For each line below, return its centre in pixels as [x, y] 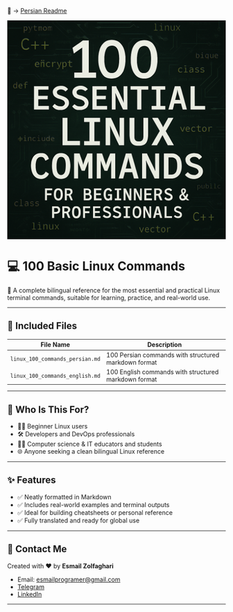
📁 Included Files [42, 326]
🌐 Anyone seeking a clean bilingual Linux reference [91, 452]
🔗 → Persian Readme [37, 11]
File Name [55, 345]
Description [165, 345]
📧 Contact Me [37, 549]
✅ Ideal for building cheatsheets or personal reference [95, 512]
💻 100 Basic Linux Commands [96, 266]
